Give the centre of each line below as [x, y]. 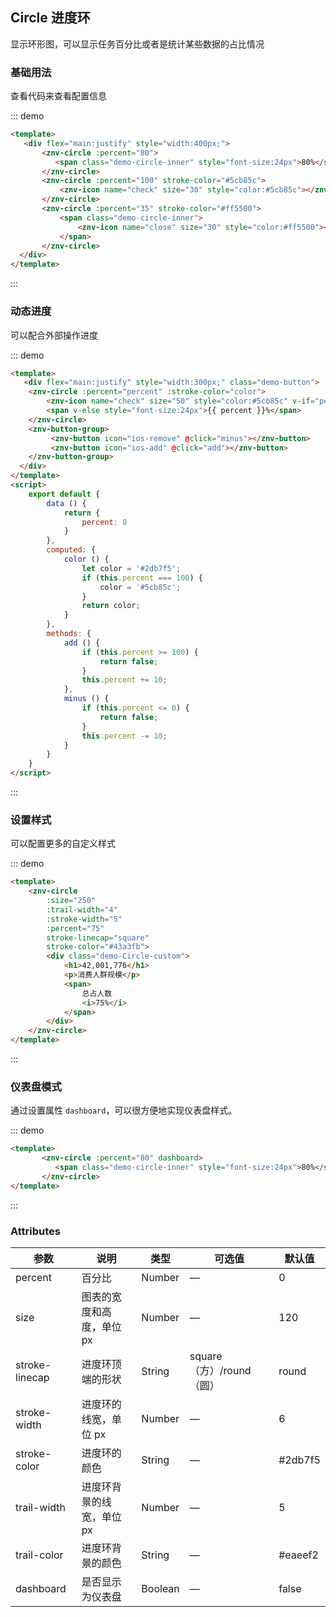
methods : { [69, 634]
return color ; [111, 606]
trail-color [39, 1555]
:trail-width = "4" [82, 909]
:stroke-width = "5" [84, 919]
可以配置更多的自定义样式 [63, 844]
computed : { [71, 550]
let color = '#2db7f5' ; [131, 568]
